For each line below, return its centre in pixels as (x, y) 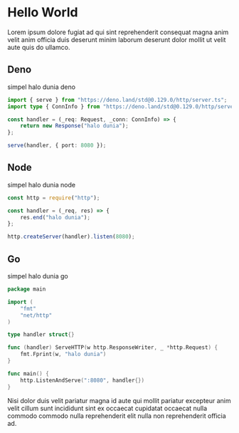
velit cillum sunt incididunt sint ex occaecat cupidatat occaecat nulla (107, 408)
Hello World (43, 12)
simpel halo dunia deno (42, 87)
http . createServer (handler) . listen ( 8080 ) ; (71, 237)
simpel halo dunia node (42, 184)
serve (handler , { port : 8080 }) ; (57, 146)
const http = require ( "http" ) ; (54, 198)
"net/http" (36, 315)
